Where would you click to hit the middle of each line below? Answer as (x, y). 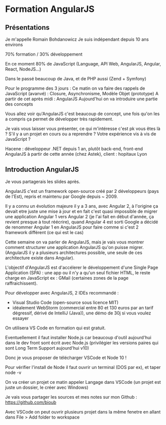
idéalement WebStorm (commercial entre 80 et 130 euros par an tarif (83, 307)
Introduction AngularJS (42, 170)
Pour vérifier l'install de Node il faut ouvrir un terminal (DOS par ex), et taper (83, 367)
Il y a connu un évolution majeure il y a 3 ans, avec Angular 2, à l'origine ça (82, 206)
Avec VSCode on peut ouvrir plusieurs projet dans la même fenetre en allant (83, 412)
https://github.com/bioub (31, 402)
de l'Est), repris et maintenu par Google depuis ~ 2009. (62, 196)
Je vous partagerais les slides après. (43, 182)
